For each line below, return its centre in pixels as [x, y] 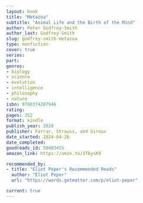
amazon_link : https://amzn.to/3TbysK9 [54, 153]
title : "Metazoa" [27, 17]
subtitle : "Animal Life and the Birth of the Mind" [71, 22]
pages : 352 [19, 115]
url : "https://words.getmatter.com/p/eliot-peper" [75, 180]
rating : [16, 110]
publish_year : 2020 [30, 126]
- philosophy [22, 93]
